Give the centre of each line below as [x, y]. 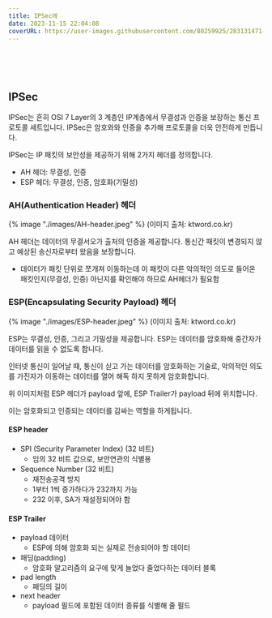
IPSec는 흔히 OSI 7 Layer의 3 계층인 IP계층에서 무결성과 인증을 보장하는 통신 [130, 118]
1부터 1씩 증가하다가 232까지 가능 [85, 489]
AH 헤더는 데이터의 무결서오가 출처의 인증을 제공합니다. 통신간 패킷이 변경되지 [131, 242]
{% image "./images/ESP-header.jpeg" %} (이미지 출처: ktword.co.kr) [122, 321]
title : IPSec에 [33, 16]
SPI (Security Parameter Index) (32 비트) [87, 448]
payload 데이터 [45, 538]
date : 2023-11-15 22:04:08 [54, 24]
